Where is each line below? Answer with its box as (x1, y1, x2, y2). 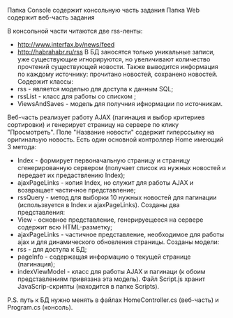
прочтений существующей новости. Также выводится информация (17, 63, 218, 70)
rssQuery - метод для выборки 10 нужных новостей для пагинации (17, 193, 217, 202)
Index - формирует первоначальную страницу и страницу (17, 156, 190, 165)
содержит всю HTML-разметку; (17, 223, 113, 231)
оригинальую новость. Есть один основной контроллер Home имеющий (7, 135, 224, 144)
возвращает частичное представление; (17, 186, 136, 194)
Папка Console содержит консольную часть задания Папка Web (7, 6, 200, 14)
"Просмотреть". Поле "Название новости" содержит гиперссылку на (7, 128, 215, 136)
